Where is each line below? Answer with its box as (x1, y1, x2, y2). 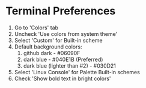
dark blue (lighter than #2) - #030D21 (23, 62, 117, 69)
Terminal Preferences (5, 4, 116, 18)
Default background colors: (14, 43, 82, 50)
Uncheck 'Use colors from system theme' (14, 30, 118, 37)
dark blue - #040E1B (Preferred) (23, 56, 103, 63)
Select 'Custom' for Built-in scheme (14, 37, 103, 44)
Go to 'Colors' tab (14, 24, 58, 31)
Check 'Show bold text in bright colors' (14, 75, 112, 82)
